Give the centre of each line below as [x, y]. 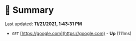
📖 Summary [29, 10]
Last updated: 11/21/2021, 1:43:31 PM [43, 24]
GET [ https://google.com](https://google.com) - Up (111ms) [72, 33]
